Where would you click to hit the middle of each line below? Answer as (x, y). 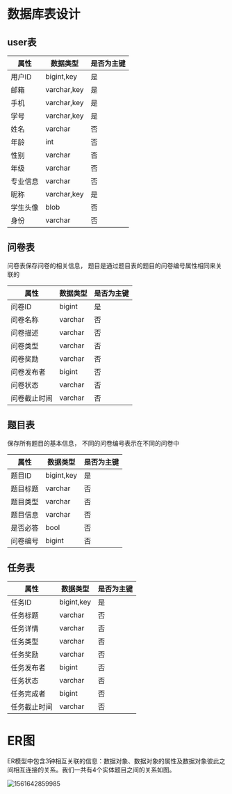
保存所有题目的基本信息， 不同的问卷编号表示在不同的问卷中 (93, 443)
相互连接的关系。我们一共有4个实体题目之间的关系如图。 (94, 770)
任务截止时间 (32, 707)
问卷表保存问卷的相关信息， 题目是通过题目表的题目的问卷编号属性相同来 (111, 265)
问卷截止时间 (32, 398)
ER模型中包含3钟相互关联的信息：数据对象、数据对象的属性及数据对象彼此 (114, 761)
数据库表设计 (44, 14)
